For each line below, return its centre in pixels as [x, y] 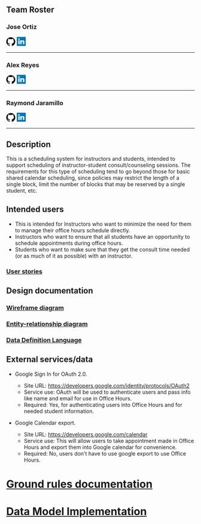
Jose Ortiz [22, 27]
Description [28, 144]
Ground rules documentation [79, 484]
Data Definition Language [44, 340]
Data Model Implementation [77, 512]
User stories [25, 271]
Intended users [35, 209]
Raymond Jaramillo [35, 103]
